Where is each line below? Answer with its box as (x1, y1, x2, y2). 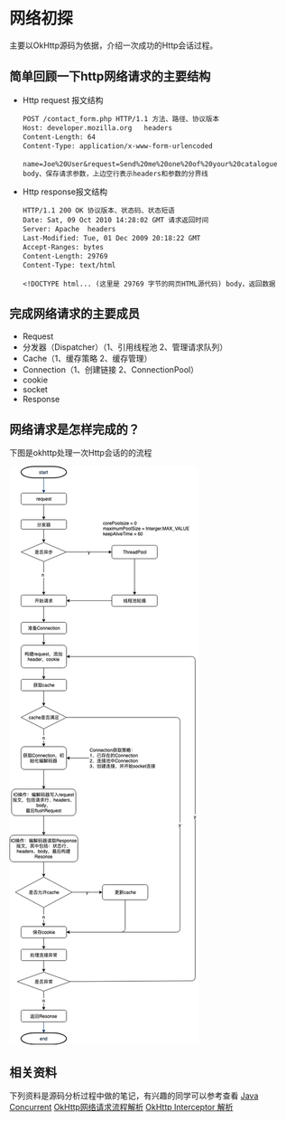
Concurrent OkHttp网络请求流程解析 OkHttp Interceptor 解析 (9, 1102, 234, 1113)
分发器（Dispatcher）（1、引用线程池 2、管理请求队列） (22, 341, 228, 353)
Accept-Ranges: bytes (22, 242, 104, 251)
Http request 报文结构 (22, 94, 104, 105)
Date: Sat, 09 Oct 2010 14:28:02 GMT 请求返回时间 (22, 215, 209, 224)
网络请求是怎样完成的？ (9, 421, 140, 437)
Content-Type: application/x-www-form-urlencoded (22, 141, 214, 150)
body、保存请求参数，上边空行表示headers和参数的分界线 (22, 169, 209, 178)
